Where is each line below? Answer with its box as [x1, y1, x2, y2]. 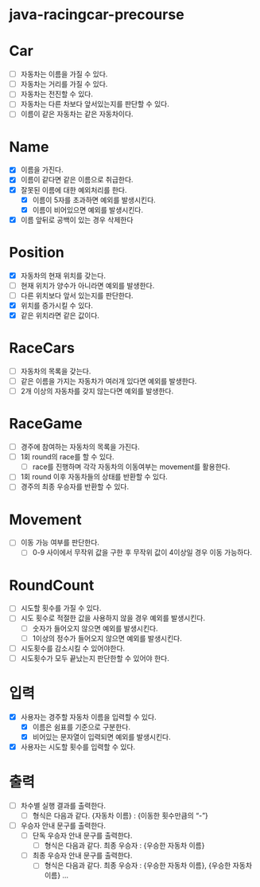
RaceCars [9, 339, 75, 358]
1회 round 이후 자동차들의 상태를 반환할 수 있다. [20, 472, 168, 482]
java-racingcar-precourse [9, 6, 185, 24]
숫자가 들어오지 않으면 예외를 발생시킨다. [32, 623, 158, 633]
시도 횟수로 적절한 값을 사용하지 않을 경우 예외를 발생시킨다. [20, 613, 206, 623]
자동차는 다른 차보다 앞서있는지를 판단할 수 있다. [20, 100, 169, 109]
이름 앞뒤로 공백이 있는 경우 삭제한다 [20, 215, 134, 225]
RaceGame [9, 415, 83, 433]
